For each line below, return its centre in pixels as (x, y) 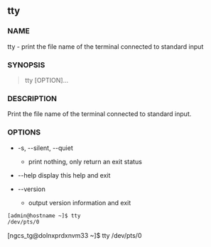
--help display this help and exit (64, 175)
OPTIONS (24, 132)
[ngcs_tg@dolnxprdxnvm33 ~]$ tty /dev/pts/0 (75, 236)
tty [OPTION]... (47, 80)
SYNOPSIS (26, 64)
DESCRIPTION (32, 98)
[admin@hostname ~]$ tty (44, 216)
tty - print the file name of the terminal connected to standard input (105, 46)
